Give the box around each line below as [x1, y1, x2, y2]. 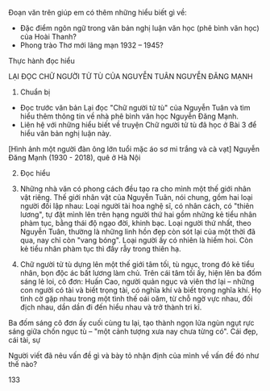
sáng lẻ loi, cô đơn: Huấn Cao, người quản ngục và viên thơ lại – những [19, 277, 255, 286]
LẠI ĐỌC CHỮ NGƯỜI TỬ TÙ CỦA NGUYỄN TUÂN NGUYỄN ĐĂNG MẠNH [8, 72, 253, 81]
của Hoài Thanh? [19, 32, 77, 41]
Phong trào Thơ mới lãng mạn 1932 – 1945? [19, 40, 164, 50]
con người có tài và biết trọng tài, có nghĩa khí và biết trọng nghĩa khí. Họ [19, 285, 262, 294]
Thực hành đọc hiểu [8, 56, 75, 65]
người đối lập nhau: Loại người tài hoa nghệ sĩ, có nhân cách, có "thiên [19, 202, 254, 210]
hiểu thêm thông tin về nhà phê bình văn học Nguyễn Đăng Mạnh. [19, 111, 239, 121]
